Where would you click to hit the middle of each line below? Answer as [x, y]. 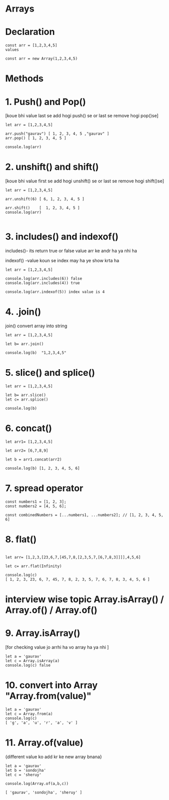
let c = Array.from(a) [29, 714]
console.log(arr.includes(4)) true [43, 283]
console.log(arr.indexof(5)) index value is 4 [55, 292]
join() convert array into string [36, 326]
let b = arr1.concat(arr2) [34, 459]
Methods [24, 79]
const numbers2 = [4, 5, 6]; [36, 506]
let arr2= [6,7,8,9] [27, 451]
